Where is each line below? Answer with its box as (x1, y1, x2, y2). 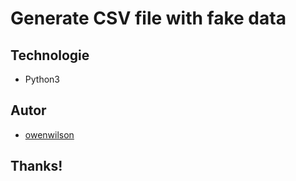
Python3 (24, 73, 60, 85)
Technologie (10, 47, 90, 64)
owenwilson (24, 128, 75, 141)
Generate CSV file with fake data (10, 7, 287, 30)
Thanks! (10, 158, 63, 175)
